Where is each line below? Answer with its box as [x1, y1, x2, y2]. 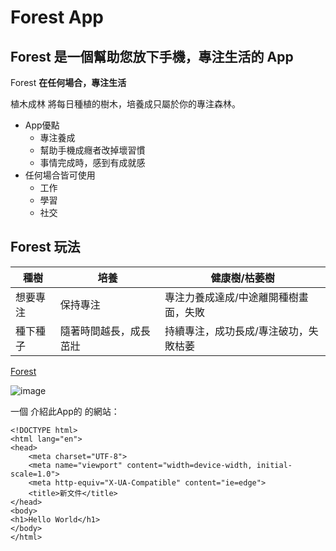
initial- [256, 460, 293, 470]
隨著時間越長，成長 [59, 324, 151, 338]
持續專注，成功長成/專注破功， [164, 324, 309, 338]
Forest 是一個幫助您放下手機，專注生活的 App [10, 48, 294, 65]
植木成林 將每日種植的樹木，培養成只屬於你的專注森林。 [10, 98, 241, 110]
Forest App [10, 6, 104, 29]
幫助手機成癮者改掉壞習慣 [39, 144, 146, 156]
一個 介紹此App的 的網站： [10, 405, 120, 417]
